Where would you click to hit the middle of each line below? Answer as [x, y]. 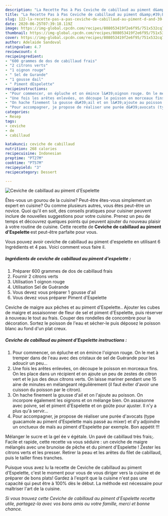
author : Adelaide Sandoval [33, 42]
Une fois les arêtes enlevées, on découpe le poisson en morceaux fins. [85, 369]
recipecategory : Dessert [31, 172]
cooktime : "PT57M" [24, 163]
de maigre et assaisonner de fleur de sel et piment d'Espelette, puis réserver [84, 313]
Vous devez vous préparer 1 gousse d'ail [54, 292]
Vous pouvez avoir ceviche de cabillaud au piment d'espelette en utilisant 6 [83, 242]
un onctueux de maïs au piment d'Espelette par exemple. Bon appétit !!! [86, 427]
